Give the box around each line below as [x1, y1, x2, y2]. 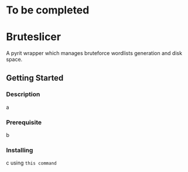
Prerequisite [6, 118, 42, 126]
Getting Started [6, 73, 64, 82]
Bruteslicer [6, 30, 61, 44]
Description [6, 90, 40, 98]
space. [6, 56, 23, 63]
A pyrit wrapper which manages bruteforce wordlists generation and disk [6, 50, 183, 57]
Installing [6, 146, 33, 154]
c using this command [6, 159, 57, 167]
